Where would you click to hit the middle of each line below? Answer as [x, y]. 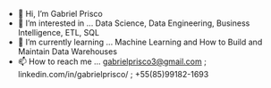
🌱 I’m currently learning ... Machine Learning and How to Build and [140, 42]
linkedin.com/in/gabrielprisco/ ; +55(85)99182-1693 [113, 74]
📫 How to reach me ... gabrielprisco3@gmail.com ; [112, 61]
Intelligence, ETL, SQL [59, 32]
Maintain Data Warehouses [68, 52]
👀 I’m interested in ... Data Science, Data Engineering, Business [134, 23]
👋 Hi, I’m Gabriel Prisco [60, 14]
